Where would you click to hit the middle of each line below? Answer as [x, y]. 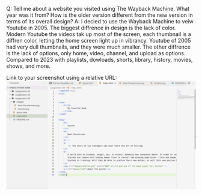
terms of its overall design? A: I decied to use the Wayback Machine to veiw [100, 21]
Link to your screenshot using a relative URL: [62, 78]
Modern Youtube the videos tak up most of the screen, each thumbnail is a [99, 34]
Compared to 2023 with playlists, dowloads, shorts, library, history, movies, [99, 60]
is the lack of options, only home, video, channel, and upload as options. [96, 53]
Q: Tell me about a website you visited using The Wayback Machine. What [98, 9]
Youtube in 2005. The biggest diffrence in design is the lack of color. [91, 28]
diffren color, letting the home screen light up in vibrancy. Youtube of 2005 [99, 40]
